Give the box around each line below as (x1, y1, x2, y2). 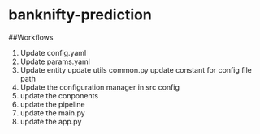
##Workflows (8, 32, 54, 42)
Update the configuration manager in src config (19, 82, 180, 92)
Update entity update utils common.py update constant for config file (19, 65, 252, 74)
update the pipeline (19, 99, 85, 109)
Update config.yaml (19, 48, 87, 57)
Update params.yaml (19, 57, 91, 66)
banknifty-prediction (8, 6, 152, 24)
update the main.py (19, 107, 85, 118)
